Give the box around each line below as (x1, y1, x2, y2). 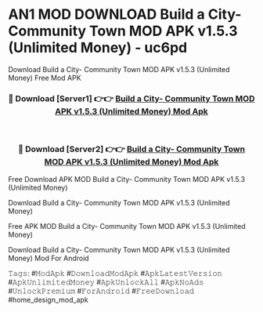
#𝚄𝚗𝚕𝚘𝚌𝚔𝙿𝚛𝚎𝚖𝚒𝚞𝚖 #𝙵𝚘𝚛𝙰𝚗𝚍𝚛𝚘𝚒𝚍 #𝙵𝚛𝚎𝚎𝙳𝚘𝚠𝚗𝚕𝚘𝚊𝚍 (8, 286, 194, 296)
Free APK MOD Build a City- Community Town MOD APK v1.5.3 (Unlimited (8, 221, 246, 230)
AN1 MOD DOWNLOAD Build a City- (8, 5, 242, 24)
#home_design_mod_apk (8, 295, 88, 304)
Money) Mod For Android (8, 253, 89, 263)
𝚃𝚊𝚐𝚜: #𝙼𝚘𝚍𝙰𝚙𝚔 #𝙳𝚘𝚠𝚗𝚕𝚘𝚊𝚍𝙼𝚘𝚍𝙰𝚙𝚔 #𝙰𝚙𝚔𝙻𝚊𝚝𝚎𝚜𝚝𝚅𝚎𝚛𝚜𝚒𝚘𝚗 (8, 268, 223, 278)
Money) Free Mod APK (8, 73, 81, 82)
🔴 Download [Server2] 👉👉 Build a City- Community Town (18, 143, 245, 154)
